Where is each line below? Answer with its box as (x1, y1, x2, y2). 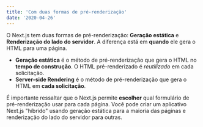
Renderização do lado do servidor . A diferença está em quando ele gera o (6, 38, 196, 45)
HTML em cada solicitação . (15, 82, 86, 89)
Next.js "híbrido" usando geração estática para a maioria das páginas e (6, 107, 186, 114)
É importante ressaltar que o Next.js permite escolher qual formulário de (6, 94, 190, 101)
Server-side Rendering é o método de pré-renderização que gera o (15, 76, 187, 83)
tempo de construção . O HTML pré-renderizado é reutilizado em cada (15, 62, 194, 70)
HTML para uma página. (6, 44, 67, 52)
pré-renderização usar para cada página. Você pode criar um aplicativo (6, 100, 187, 107)
